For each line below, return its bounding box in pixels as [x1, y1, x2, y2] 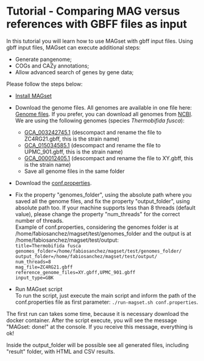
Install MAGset [15, 92, 52, 99]
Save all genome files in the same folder [24, 167, 125, 175]
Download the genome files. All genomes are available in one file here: [15, 103, 192, 111]
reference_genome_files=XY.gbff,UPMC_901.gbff [15, 269, 136, 275]
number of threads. [15, 217, 64, 224]
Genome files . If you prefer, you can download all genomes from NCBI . [15, 110, 193, 117]
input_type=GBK [15, 275, 54, 281]
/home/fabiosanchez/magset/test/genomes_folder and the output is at [15, 230, 192, 237]
